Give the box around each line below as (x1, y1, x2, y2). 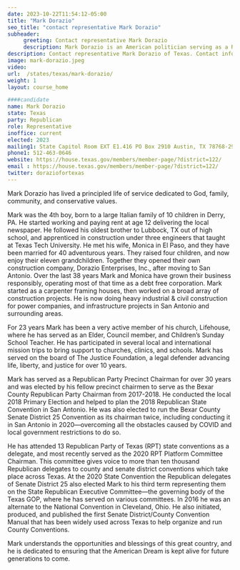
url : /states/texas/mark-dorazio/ (7, 70, 114, 77)
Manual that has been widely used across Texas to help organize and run (7, 517, 223, 526)
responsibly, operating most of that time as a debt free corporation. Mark (7, 279, 223, 287)
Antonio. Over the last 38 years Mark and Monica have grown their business (7, 271, 231, 279)
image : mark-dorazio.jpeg (7, 57, 84, 64)
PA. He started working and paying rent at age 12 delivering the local (7, 218, 209, 226)
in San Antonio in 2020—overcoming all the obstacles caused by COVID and (7, 420, 232, 429)
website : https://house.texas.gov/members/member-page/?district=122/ (7, 156, 222, 164)
